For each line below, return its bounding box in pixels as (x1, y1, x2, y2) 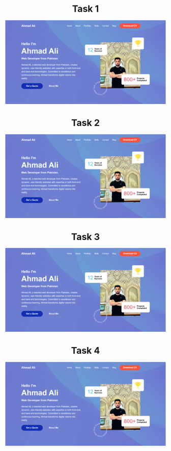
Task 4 (71, 345, 100, 357)
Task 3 (71, 231, 100, 243)
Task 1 (72, 3, 99, 15)
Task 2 (71, 117, 100, 128)
